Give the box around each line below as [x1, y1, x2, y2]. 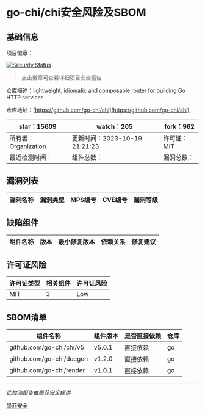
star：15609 [18, 123, 57, 131]
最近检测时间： [9, 153, 53, 162]
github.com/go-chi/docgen [9, 355, 88, 363]
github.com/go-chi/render [9, 366, 85, 375]
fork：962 [164, 123, 195, 131]
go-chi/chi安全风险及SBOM [6, 5, 146, 20]
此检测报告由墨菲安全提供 [6, 389, 71, 397]
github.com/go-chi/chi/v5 [9, 343, 85, 352]
